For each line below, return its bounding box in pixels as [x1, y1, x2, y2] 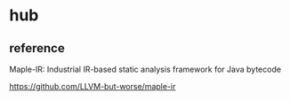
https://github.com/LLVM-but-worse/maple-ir [9, 81, 176, 91]
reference [9, 41, 65, 56]
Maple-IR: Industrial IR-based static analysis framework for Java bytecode [9, 64, 282, 74]
